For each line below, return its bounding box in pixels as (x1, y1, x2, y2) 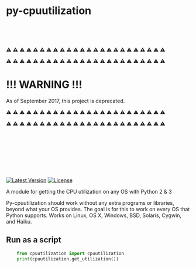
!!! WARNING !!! (6, 78, 82, 91)
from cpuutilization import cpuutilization (16, 250, 125, 256)
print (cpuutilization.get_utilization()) (16, 256, 119, 262)
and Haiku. (6, 218, 32, 225)
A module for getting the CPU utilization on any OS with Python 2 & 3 (6, 188, 172, 195)
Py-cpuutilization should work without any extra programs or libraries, (6, 199, 174, 206)
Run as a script (6, 235, 61, 245)
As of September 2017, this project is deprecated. (6, 97, 125, 104)
